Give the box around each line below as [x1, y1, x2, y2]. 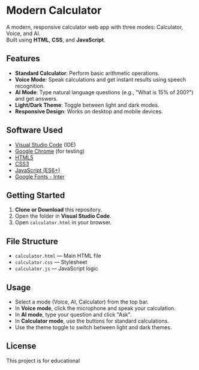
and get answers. [14, 95, 58, 102]
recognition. [14, 82, 45, 89]
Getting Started [6, 190, 65, 200]
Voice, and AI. [6, 29, 41, 37]
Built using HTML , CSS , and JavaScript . [6, 36, 106, 43]
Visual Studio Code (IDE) [14, 141, 76, 148]
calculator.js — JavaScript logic [14, 265, 98, 272]
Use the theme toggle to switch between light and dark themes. [14, 324, 172, 330]
